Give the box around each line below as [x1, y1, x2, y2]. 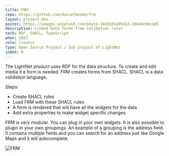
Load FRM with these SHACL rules [12, 99, 84, 105]
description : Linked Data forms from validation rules [5, 26, 123, 31]
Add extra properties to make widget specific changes [12, 109, 126, 116]
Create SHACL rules [12, 94, 54, 100]
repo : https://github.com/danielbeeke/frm [5, 12, 96, 17]
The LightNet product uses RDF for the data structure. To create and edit [5, 63, 156, 69]
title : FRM [5, 7, 28, 13]
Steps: [5, 84, 19, 90]
